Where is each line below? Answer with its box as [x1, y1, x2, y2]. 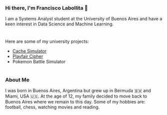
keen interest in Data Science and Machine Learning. [5, 21, 114, 27]
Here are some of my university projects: [5, 38, 89, 44]
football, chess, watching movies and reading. [5, 104, 100, 110]
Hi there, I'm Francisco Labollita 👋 [5, 4, 88, 11]
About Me [5, 76, 30, 83]
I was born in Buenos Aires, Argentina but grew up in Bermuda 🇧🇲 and [5, 88, 151, 94]
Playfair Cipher [12, 53, 43, 59]
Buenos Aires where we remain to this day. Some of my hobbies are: [5, 99, 146, 105]
